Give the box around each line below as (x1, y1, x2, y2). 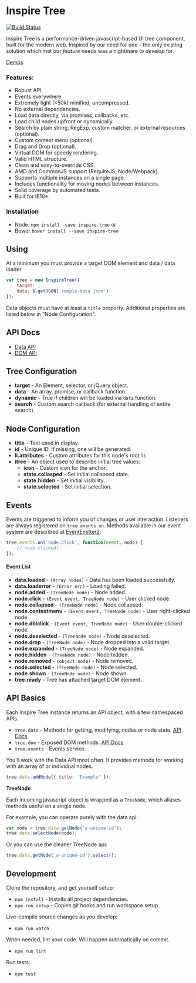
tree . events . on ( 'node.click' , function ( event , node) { (6, 540, 143, 546)
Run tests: (6, 959, 31, 966)
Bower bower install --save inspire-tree (14, 227, 119, 234)
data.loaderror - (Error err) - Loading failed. (14, 583, 126, 590)
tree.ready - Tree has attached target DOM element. (14, 676, 142, 683)
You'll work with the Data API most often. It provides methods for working (6, 756, 184, 763)
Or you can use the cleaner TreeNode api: (6, 841, 107, 848)
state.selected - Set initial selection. (23, 483, 112, 490)
